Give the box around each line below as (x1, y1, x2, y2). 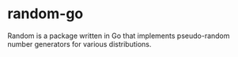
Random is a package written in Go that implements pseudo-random (7, 31, 230, 40)
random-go (7, 5, 84, 23)
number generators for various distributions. (7, 39, 152, 48)
